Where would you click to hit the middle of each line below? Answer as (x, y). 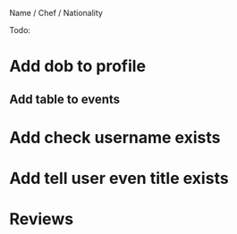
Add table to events (65, 99)
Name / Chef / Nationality (56, 13)
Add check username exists (115, 137)
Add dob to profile (77, 67)
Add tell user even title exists (119, 178)
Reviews (42, 219)
